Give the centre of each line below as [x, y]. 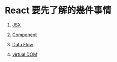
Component [24, 35]
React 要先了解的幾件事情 [58, 10]
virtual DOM [25, 54]
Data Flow [23, 44]
